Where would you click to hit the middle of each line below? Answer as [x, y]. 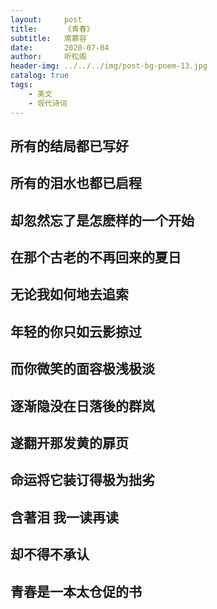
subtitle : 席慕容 [48, 38]
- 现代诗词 [48, 103]
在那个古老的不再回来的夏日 [96, 257]
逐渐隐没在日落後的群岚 [82, 406]
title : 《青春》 [52, 29]
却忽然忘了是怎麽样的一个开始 [102, 220]
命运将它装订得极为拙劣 [82, 480]
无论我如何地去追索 [69, 294]
